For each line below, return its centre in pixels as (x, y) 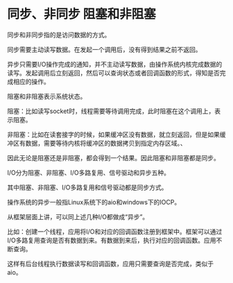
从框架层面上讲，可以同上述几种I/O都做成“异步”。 (78, 216)
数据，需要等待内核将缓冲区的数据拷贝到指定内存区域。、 (106, 143)
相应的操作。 (31, 81)
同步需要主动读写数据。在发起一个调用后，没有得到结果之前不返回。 (104, 49)
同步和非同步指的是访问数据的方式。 (59, 35)
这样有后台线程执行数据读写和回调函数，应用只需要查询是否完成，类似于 (110, 264)
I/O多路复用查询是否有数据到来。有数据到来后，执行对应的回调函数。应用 (112, 240)
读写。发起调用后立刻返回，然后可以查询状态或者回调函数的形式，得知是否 (113, 73)
